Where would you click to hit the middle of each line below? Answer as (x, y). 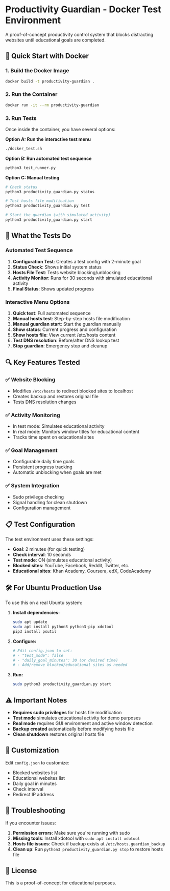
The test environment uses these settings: (50, 540)
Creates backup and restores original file (55, 396)
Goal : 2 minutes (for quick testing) (49, 549)
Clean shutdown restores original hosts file (58, 734)
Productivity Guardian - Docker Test (83, 9)
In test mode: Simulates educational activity (58, 426)
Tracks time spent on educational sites (53, 437)
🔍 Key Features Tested (43, 362)
